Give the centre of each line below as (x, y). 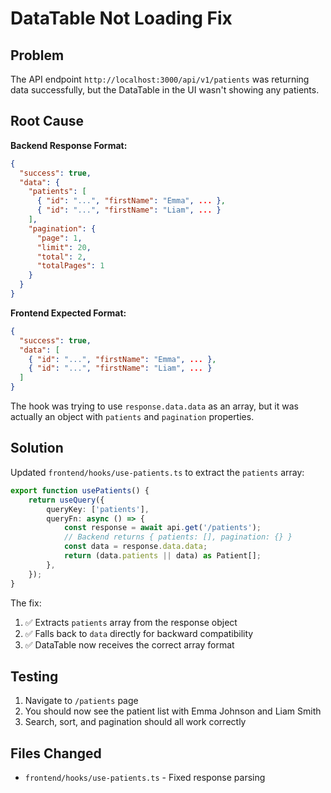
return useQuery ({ (66, 500)
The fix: (26, 603)
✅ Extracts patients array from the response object (131, 622)
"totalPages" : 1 (70, 266)
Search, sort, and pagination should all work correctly (135, 722)
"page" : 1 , (59, 238)
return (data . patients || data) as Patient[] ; (162, 556)
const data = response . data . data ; (135, 547)
